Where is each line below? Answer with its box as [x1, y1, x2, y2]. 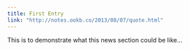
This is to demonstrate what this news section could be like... [7, 35, 183, 44]
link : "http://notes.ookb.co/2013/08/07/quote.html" [7, 17, 164, 24]
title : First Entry [7, 10, 64, 17]
